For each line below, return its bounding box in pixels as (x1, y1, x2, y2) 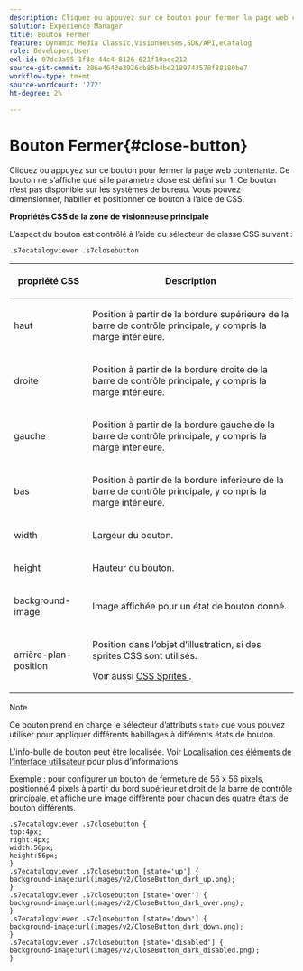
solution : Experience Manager (9, 22, 124, 31)
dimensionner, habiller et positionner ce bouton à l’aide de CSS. (9, 194, 245, 205)
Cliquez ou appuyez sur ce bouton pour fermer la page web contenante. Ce (9, 165, 290, 176)
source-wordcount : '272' (9, 80, 103, 89)
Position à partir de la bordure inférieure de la (92, 474, 284, 487)
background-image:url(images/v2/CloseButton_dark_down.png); (9, 922, 244, 931)
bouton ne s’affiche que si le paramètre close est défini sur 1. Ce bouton (9, 175, 277, 186)
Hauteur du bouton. (92, 562, 175, 574)
